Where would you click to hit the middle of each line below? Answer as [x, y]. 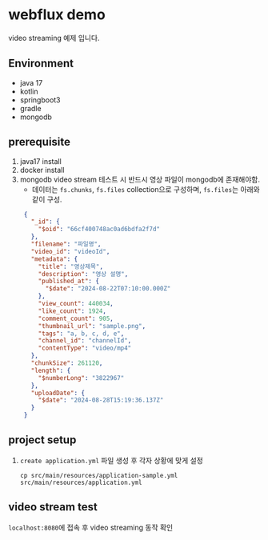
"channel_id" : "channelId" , [85, 341]
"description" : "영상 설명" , [83, 274]
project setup [42, 440]
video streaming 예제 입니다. [54, 38]
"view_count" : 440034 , [76, 304]
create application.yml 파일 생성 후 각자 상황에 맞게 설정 [112, 460]
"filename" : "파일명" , [66, 244]
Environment [41, 64]
